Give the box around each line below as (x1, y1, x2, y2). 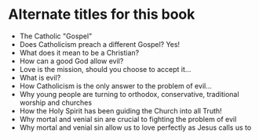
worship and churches (19, 98, 93, 107)
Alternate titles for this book (8, 5, 195, 23)
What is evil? (19, 73, 61, 82)
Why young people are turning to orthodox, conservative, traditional (19, 89, 239, 99)
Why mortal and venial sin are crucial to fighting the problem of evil (19, 114, 237, 124)
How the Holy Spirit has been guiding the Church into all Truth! (19, 106, 222, 115)
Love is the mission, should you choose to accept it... (19, 64, 192, 74)
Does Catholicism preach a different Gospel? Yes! (19, 39, 181, 48)
